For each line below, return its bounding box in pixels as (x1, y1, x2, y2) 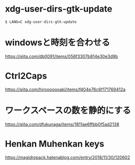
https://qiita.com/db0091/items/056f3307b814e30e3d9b (5, 53, 119, 59)
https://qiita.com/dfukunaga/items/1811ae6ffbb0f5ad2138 (5, 121, 120, 127)
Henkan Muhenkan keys (5, 138, 105, 149)
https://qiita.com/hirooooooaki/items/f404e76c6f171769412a (5, 86, 126, 92)
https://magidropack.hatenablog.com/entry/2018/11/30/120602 (5, 154, 130, 160)
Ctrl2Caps (5, 70, 47, 82)
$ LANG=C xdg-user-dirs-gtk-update (5, 19, 77, 24)
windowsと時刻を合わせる (5, 37, 110, 48)
